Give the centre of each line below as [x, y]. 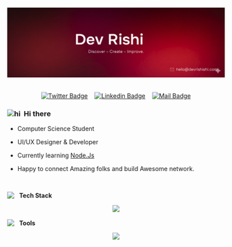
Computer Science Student [56, 129]
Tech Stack [36, 196]
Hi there [37, 113]
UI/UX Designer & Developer [58, 142]
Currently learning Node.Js [56, 155]
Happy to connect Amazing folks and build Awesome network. [106, 169]
